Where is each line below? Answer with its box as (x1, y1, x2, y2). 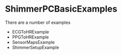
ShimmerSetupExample (12, 44, 59, 50)
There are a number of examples (5, 19, 70, 25)
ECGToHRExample (12, 29, 50, 35)
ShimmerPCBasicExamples (5, 3, 118, 15)
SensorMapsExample (12, 39, 55, 45)
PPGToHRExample (12, 34, 49, 40)
